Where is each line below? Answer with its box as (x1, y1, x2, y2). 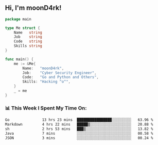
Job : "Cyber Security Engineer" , (22, 70, 97, 75)
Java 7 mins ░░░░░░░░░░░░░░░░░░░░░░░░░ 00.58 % (5, 131, 153, 136)
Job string (14, 34, 42, 39)
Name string (14, 30, 42, 35)
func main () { (5, 57, 34, 62)
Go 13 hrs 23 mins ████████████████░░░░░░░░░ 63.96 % (5, 117, 153, 123)
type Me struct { (5, 25, 40, 31)
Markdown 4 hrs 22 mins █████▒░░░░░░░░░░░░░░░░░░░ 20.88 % (5, 122, 153, 127)
